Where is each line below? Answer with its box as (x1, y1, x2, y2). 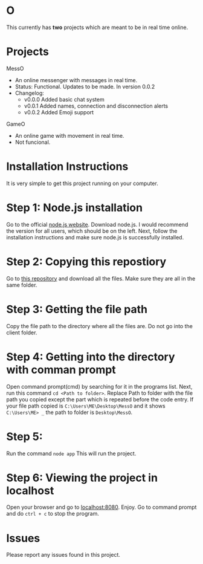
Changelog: (14, 89, 44, 97)
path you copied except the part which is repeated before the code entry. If (6, 395, 194, 403)
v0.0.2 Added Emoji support (24, 108, 94, 115)
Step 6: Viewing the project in (6, 471, 158, 484)
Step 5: (6, 430, 43, 443)
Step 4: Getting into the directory (6, 350, 175, 363)
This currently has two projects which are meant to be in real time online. (6, 24, 188, 31)
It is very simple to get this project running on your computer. (6, 180, 158, 187)
